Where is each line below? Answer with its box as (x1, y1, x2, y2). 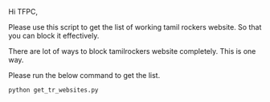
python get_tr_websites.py (8, 86, 99, 94)
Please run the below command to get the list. (8, 71, 161, 80)
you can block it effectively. (8, 31, 100, 40)
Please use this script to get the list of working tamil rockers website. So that (8, 22, 262, 31)
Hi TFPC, (8, 7, 39, 16)
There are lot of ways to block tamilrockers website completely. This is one (8, 47, 256, 55)
